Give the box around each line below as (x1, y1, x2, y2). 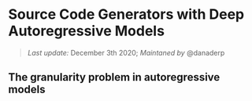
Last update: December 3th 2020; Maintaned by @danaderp (27, 48, 225, 57)
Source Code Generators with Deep (8, 5, 245, 23)
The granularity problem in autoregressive (8, 70, 220, 84)
